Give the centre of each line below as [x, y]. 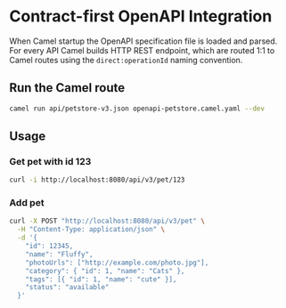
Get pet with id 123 [50, 161]
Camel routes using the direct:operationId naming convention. [126, 60]
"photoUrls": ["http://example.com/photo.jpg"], [117, 263]
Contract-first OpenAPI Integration [141, 16]
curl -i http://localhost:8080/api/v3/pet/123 [97, 180]
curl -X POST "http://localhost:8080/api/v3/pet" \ [107, 221]
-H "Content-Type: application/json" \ [91, 230]
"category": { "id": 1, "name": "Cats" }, [105, 271]
